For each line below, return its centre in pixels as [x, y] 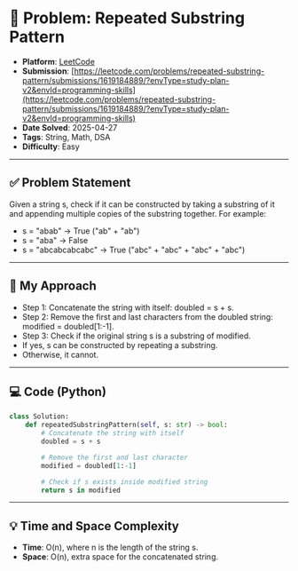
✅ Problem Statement [70, 182]
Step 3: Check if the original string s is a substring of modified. [136, 336]
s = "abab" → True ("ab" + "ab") [81, 231]
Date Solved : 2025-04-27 [70, 127]
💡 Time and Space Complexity [94, 526]
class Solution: [39, 416]
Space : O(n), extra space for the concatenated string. [120, 557]
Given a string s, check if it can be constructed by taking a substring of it [142, 204]
